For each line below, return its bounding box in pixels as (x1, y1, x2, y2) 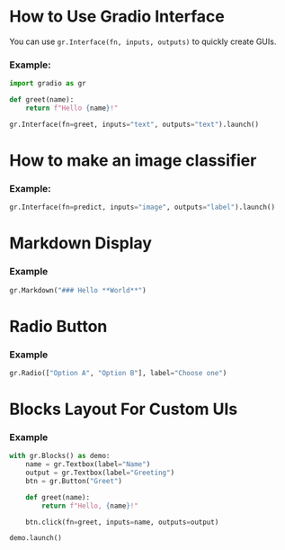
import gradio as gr (9, 79, 87, 88)
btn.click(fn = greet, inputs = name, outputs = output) (25, 518, 219, 527)
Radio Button (9, 316, 108, 337)
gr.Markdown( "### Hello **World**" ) (9, 285, 147, 294)
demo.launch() (9, 534, 63, 543)
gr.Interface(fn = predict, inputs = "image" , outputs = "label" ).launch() (9, 203, 276, 212)
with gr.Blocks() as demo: (9, 452, 111, 461)
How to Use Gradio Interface (9, 6, 225, 27)
